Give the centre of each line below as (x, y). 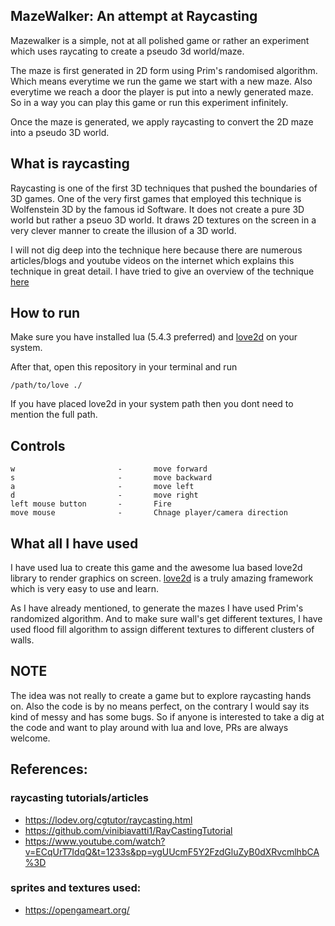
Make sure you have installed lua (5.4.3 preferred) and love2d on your (154, 337)
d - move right (104, 495)
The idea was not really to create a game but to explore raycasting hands (161, 695)
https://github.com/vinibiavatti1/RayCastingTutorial (128, 830)
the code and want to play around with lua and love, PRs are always (149, 727)
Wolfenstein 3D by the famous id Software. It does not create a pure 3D (157, 209)
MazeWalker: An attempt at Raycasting (134, 16)
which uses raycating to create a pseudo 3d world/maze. (127, 51)
